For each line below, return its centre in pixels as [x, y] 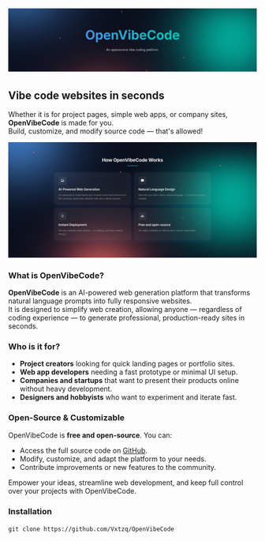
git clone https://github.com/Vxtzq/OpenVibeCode [91, 529]
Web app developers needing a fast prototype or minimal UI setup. [129, 372]
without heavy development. [66, 389]
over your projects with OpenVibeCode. [72, 490]
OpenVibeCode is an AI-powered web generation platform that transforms [129, 293]
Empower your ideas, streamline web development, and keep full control [126, 483]
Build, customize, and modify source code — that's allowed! [106, 131]
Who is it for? [34, 346]
